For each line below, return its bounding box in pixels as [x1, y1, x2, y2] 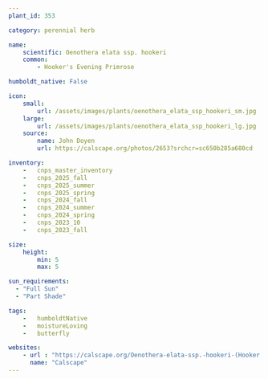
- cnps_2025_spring [22, 189, 95, 197]
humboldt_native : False [8, 78, 88, 86]
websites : [8, 344, 42, 352]
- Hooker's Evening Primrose [37, 63, 135, 71]
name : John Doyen [37, 137, 95, 145]
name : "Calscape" [29, 359, 88, 367]
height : [22, 248, 48, 256]
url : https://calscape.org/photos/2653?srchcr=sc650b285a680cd [37, 145, 253, 153]
